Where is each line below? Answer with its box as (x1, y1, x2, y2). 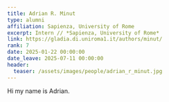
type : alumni (7, 17, 45, 23)
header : (7, 61, 30, 68)
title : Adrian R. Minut (7, 10, 76, 17)
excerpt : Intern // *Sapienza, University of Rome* (7, 29, 159, 37)
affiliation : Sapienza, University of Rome (7, 23, 135, 30)
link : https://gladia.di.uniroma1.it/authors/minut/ (7, 36, 163, 43)
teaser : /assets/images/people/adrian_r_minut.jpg (13, 68, 163, 74)
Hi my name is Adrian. (7, 87, 71, 95)
